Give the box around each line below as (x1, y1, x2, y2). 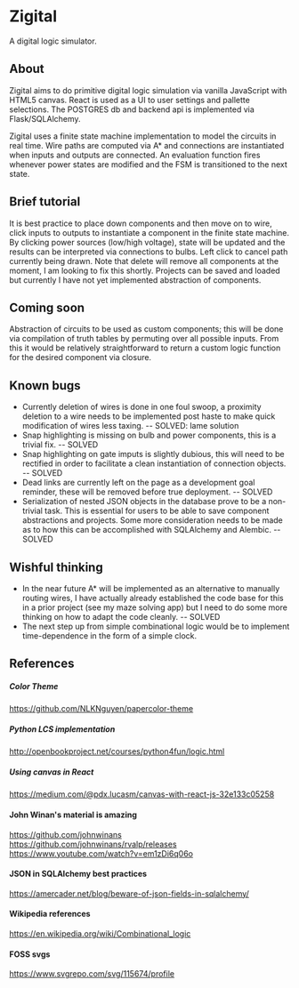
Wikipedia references (9, 909, 91, 920)
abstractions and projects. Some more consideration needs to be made (21, 515, 283, 526)
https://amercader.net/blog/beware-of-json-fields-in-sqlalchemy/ (9, 888, 249, 899)
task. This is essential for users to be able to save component (44, 505, 270, 517)
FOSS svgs (9, 949, 51, 960)
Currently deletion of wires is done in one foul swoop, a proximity (21, 402, 262, 413)
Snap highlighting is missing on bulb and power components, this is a (21, 430, 277, 441)
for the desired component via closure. (9, 352, 152, 363)
